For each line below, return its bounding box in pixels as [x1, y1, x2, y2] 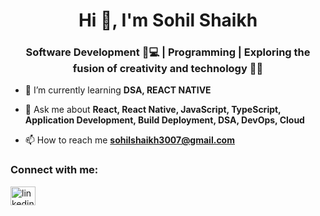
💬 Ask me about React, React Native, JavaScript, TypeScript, [24, 104, 282, 116]
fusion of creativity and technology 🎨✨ [72, 62, 264, 76]
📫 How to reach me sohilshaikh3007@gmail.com [24, 134, 235, 146]
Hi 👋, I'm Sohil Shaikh [78, 9, 258, 32]
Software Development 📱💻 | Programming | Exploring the [25, 45, 311, 59]
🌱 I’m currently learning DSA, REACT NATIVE [24, 84, 212, 96]
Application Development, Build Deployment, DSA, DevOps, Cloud [24, 114, 305, 126]
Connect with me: [10, 163, 99, 177]
